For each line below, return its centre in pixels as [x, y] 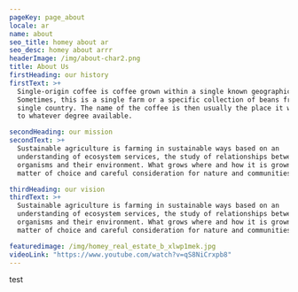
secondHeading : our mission [61, 132]
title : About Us [39, 67]
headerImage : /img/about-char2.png [75, 58]
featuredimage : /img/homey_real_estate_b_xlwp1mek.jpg [113, 246]
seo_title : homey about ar [59, 42]
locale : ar [29, 26]
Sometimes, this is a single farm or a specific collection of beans [148, 100]
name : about [31, 34]
